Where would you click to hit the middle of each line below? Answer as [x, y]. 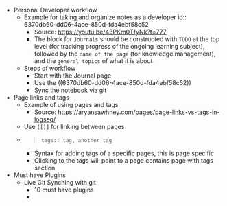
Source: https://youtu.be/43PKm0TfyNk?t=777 [100, 32]
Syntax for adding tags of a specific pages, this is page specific [124, 153]
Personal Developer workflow [55, 10]
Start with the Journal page [73, 76]
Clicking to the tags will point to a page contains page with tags [124, 160]
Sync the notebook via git [70, 90]
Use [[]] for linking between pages [74, 127]
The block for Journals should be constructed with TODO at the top [127, 39]
